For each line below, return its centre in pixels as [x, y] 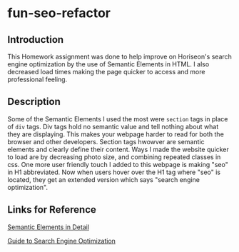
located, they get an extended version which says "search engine [103, 179]
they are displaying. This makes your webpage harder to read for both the [116, 134]
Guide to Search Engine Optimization [62, 241]
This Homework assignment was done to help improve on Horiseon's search [119, 56]
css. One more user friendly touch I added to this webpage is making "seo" [118, 164]
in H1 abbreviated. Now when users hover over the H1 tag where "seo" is [114, 172]
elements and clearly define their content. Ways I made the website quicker [118, 149]
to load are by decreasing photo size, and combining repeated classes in [114, 157]
